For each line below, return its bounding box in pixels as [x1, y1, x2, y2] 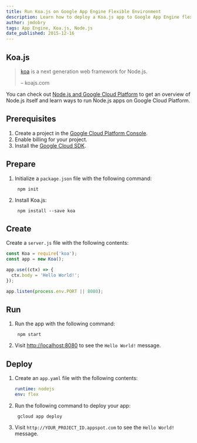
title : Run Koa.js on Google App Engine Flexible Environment [6, 8, 161, 15]
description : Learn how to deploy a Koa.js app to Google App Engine [6, 14, 180, 20]
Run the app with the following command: [14, 320, 116, 327]
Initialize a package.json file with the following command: [14, 175, 152, 182]
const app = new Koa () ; [6, 257, 64, 262]
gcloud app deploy [17, 414, 63, 419]
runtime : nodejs [14, 386, 55, 392]
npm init [17, 186, 39, 192]
